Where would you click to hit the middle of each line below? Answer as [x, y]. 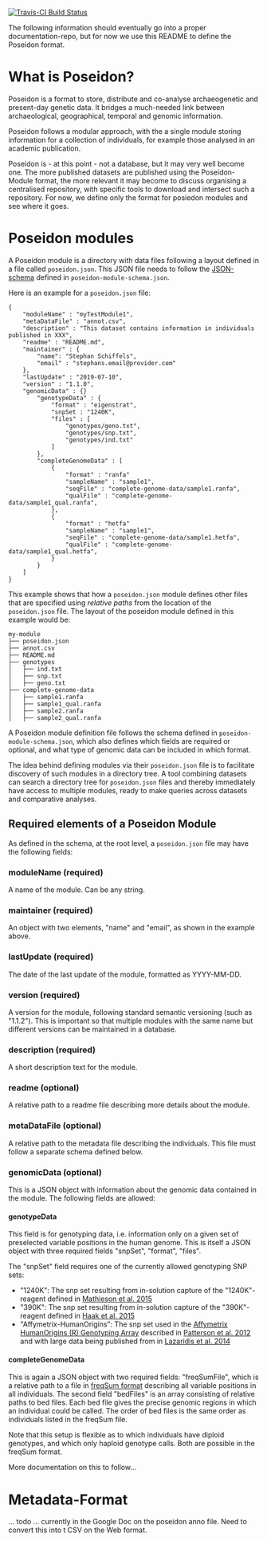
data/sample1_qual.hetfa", [53, 551]
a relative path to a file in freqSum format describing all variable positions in [132, 1386]
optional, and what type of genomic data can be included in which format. [130, 749]
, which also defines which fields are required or [151, 741]
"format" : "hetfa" [97, 523]
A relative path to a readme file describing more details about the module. [129, 1105]
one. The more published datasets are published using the [104, 172]
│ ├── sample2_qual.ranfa [55, 717]
